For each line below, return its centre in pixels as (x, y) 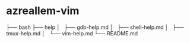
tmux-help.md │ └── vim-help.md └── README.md (72, 33)
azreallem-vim (43, 11)
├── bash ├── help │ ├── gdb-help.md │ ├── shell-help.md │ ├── (95, 27)
